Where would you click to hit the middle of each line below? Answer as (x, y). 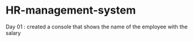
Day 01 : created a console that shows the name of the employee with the (97, 27)
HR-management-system (71, 10)
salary (13, 33)
